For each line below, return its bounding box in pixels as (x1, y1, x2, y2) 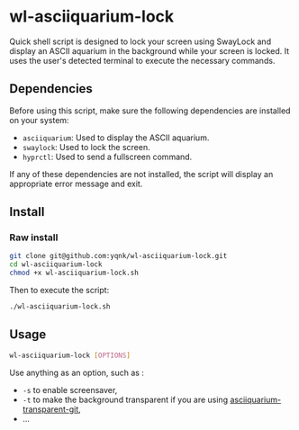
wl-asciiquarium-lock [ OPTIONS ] (9, 351, 131, 360)
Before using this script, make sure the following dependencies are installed (9, 105, 291, 116)
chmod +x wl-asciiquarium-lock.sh (9, 268, 140, 278)
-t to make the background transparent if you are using (22, 394, 228, 405)
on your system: (9, 114, 69, 125)
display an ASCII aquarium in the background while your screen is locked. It (9, 45, 290, 56)
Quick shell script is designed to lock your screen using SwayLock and (9, 36, 272, 47)
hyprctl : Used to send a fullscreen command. (22, 151, 193, 162)
